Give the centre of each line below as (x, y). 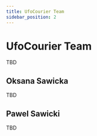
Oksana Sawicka (37, 81)
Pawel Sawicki (33, 113)
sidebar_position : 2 (31, 17)
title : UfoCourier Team (35, 11)
